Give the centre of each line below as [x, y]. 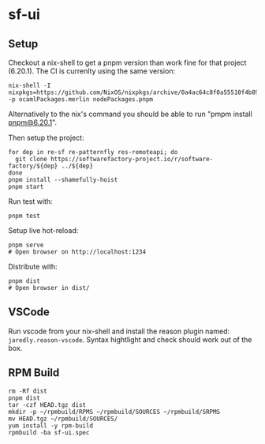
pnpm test [24, 216]
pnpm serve [26, 245]
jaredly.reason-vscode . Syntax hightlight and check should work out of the [130, 339]
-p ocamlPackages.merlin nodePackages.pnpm [81, 100]
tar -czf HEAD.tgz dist [47, 404]
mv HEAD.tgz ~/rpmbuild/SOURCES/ [63, 419]
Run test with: [30, 201]
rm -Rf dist [28, 391]
